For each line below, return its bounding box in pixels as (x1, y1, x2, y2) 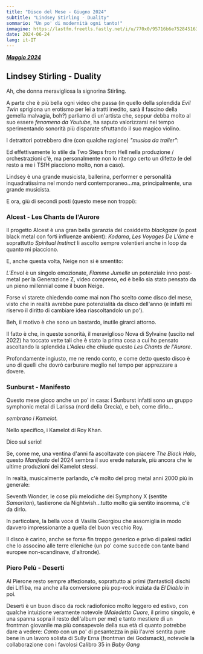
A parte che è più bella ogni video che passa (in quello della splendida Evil (6, 99, 191, 106)
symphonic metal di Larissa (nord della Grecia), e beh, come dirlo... (6, 403, 173, 410)
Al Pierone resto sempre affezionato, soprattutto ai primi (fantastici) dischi (6, 577, 190, 585)
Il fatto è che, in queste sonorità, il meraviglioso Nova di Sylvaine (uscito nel (6, 330, 195, 338)
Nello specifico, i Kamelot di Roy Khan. (6, 427, 103, 434)
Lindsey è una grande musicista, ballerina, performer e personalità (6, 173, 172, 180)
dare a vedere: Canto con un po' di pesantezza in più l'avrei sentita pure (6, 628, 186, 635)
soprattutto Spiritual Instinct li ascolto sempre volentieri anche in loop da (6, 239, 187, 247)
